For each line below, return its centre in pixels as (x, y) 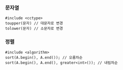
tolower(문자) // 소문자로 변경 (34, 29)
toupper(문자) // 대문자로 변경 (34, 23)
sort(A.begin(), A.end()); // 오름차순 (44, 57)
